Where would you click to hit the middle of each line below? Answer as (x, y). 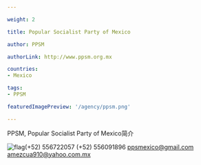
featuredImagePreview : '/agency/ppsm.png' (69, 107)
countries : (23, 69)
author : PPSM (26, 44)
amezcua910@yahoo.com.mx (49, 154)
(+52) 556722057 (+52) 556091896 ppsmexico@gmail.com (109, 147)
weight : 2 (21, 19)
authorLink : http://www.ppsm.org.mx (60, 57)
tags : (15, 88)
